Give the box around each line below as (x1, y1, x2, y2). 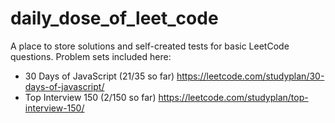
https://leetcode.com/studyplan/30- (176, 70, 325, 82)
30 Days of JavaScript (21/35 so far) (24, 70, 175, 82)
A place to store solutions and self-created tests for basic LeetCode (10, 40, 290, 52)
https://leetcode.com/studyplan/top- (158, 91, 309, 103)
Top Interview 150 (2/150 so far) (24, 91, 157, 103)
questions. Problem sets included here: (10, 50, 172, 62)
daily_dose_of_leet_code (10, 7, 219, 30)
